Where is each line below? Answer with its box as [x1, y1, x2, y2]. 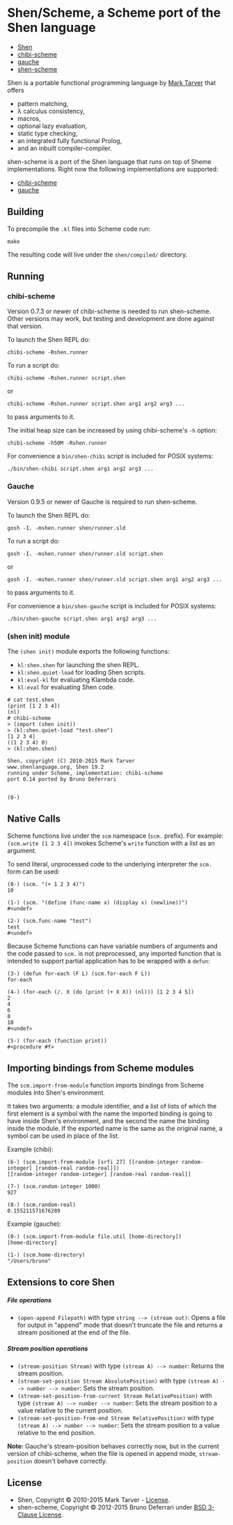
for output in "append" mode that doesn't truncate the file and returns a [17, 1321, 223, 1330]
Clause [17, 1510, 38, 1519]
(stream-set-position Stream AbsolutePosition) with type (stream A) [17, 1376, 219, 1385]
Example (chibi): [7, 1145, 54, 1153]
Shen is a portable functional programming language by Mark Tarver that [7, 78, 216, 87]
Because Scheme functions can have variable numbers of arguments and [7, 942, 218, 950]
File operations [7, 1295, 52, 1304]
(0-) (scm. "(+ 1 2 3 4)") [7, 880, 86, 887]
